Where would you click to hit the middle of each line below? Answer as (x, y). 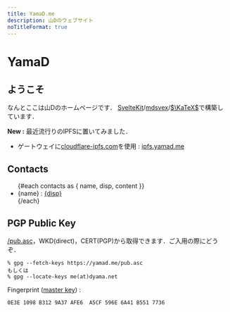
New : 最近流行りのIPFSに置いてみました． (70, 132)
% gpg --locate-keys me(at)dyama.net (63, 277)
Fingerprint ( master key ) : (44, 290)
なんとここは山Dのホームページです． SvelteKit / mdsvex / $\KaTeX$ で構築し (115, 108)
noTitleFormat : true (38, 27)
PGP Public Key (41, 223)
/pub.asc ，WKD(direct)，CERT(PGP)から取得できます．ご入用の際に (107, 241)
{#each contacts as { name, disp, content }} (81, 186)
